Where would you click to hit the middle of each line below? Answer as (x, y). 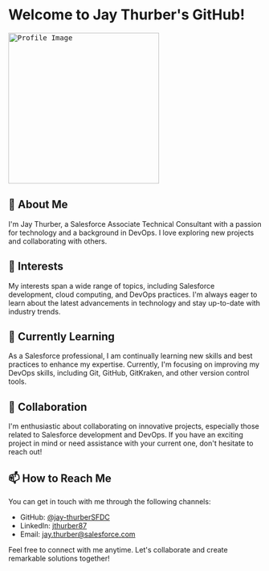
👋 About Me (38, 205)
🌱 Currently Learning (61, 337)
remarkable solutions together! (59, 558)
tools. (18, 382)
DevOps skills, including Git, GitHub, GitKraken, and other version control (129, 373)
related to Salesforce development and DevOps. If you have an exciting (126, 435)
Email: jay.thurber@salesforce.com (77, 534)
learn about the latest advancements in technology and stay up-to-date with (134, 302)
